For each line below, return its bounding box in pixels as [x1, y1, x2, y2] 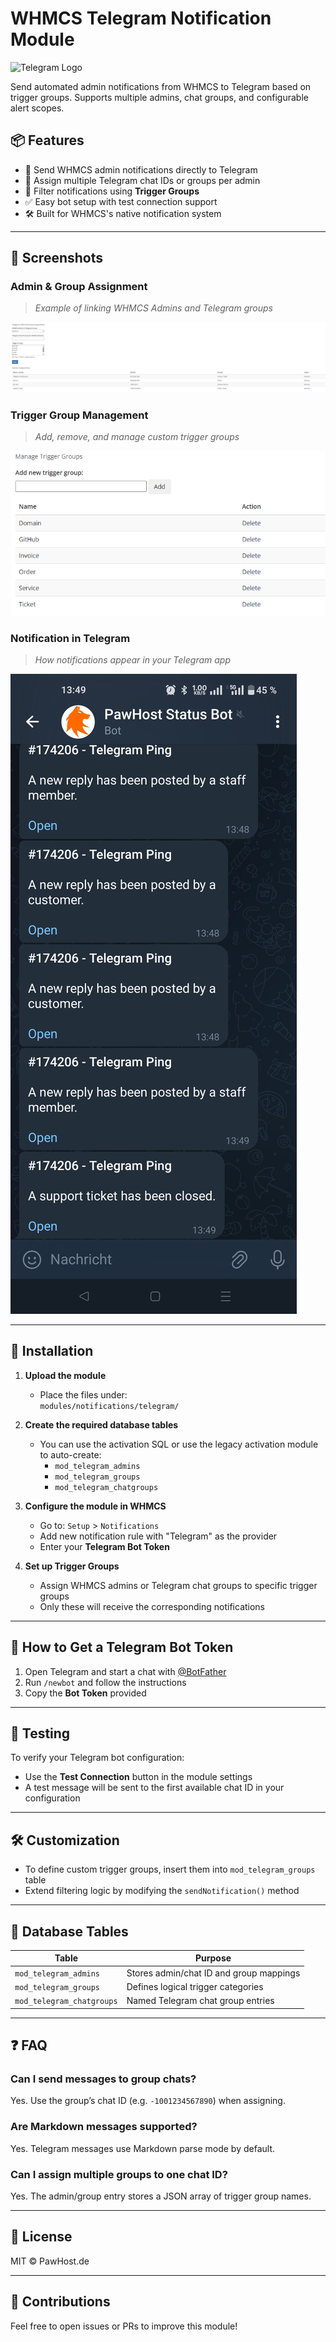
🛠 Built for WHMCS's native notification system [24, 207, 222, 219]
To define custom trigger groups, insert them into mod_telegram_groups [24, 1863, 316, 1876]
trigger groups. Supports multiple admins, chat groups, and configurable [10, 91, 309, 103]
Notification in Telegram [10, 631, 131, 645]
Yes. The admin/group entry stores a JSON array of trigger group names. [10, 2190, 312, 2202]
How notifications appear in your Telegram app [34, 653, 231, 666]
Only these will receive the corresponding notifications [39, 1600, 266, 1612]
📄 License [10, 2228, 73, 2246]
